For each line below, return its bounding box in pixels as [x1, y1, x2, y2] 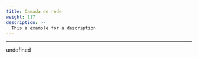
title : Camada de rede [6, 8, 62, 15]
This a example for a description [11, 25, 96, 31]
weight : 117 [6, 14, 35, 20]
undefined [6, 46, 31, 53]
